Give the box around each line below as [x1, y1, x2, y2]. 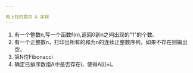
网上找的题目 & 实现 [5, 14, 49, 20]
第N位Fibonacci [14, 53, 53, 60]
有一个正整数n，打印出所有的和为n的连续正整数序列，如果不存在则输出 [14, 38, 188, 45]
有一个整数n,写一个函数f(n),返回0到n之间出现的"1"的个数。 [14, 31, 158, 38]
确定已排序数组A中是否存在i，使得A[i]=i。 [14, 61, 117, 68]
